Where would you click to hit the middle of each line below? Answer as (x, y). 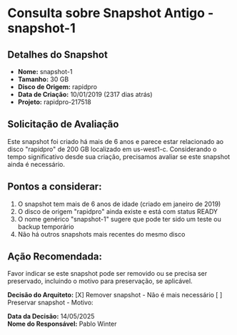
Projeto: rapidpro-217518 (54, 102)
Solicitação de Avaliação (63, 124)
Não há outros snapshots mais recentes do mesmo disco (101, 234)
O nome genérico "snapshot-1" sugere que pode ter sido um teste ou (119, 219)
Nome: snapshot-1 (45, 72)
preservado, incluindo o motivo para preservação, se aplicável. (100, 281)
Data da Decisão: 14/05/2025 (51, 316)
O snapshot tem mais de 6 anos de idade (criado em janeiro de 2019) (119, 204)
